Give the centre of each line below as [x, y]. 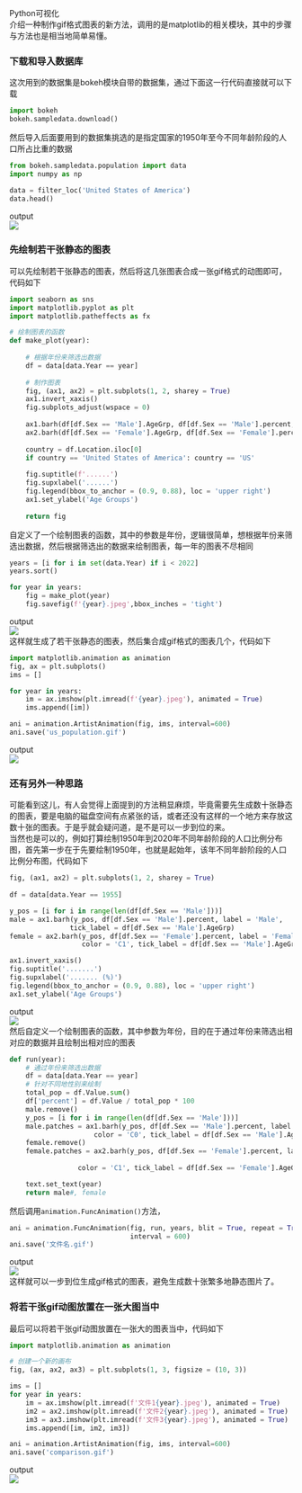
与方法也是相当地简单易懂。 [61, 36]
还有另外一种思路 [46, 783]
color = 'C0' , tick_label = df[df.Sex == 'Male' [187, 1135]
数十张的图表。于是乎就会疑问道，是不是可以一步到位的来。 [120, 827]
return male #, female [66, 1193]
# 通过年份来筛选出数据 [63, 1068]
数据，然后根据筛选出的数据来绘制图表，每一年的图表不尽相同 [139, 546]
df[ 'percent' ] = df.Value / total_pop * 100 [110, 1101]
